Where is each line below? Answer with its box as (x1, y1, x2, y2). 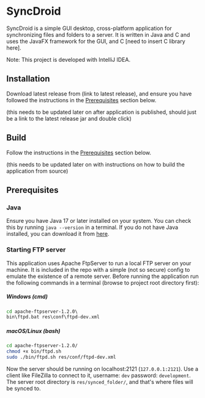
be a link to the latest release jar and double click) (6, 115, 132, 122)
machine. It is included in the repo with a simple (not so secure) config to (6, 266, 190, 273)
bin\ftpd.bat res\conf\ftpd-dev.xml (6, 314, 100, 320)
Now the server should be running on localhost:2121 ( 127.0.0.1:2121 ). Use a (6, 365, 199, 372)
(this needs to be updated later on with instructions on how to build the (6, 160, 185, 168)
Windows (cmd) (6, 293, 48, 301)
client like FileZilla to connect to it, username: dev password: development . (6, 372, 191, 379)
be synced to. (6, 385, 41, 392)
